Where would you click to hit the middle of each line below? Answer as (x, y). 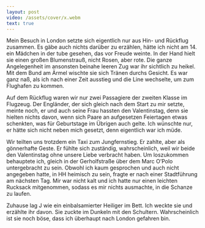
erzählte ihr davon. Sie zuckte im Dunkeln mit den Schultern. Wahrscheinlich (102, 212)
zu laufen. (19, 194)
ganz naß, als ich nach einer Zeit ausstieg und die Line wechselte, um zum (100, 79)
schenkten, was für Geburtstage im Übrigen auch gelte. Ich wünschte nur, (99, 124)
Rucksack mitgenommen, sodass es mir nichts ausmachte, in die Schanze (99, 187)
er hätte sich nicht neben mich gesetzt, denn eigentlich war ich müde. (94, 130)
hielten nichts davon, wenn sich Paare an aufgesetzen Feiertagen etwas (97, 117)
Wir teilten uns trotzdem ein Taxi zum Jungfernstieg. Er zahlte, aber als (96, 142)
